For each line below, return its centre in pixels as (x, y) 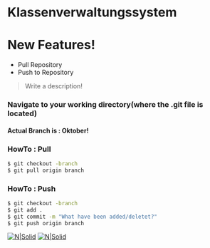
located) (22, 113)
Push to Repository (46, 73)
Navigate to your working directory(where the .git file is (105, 105)
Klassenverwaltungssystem (92, 12)
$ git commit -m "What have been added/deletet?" (83, 217)
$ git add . (25, 210)
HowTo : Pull (29, 149)
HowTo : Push (32, 188)
